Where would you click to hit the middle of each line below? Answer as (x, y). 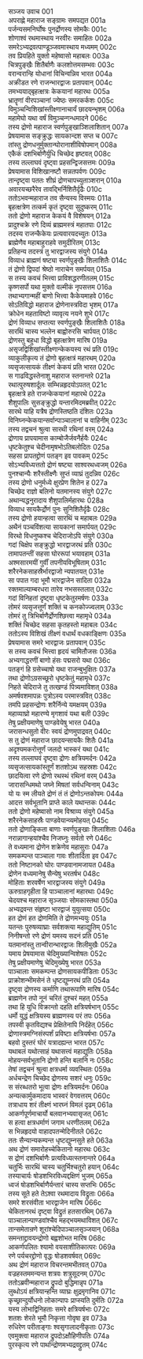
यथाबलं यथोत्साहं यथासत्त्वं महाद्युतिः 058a (60, 1051)
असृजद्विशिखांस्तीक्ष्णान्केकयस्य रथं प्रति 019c (64, 349)
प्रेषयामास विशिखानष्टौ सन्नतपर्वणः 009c (57, 171)
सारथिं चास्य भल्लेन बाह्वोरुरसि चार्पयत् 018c (63, 331)
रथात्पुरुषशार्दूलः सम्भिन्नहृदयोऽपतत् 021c (58, 385)
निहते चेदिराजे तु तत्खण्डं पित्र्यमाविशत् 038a (63, 687)
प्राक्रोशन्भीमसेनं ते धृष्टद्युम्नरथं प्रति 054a (59, 980)
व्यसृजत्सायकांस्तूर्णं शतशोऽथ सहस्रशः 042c (62, 767)
